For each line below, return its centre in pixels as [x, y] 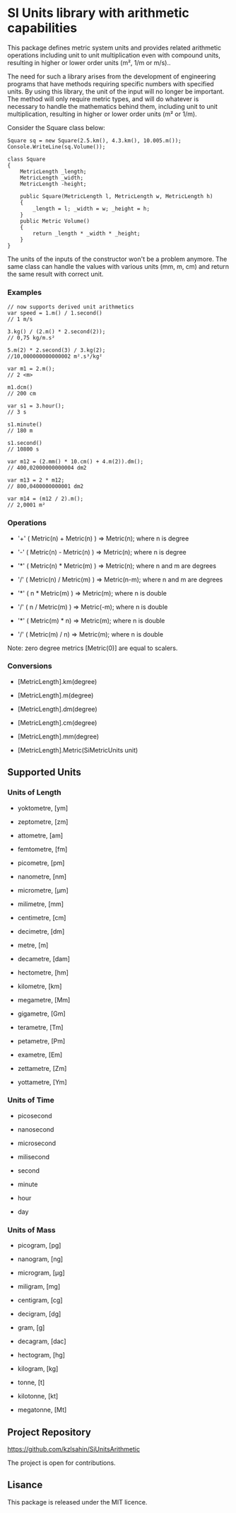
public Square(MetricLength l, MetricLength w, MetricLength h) [117, 196]
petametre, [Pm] [41, 1040]
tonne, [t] [31, 1382]
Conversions [30, 666]
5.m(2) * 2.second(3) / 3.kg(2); [57, 350]
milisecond [34, 1157]
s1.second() [25, 444]
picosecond [35, 1115]
